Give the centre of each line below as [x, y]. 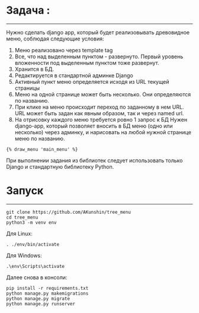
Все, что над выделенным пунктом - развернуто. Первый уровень [99, 56]
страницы [27, 88]
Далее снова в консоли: [37, 277]
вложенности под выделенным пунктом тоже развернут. [87, 62]
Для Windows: [24, 255]
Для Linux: [19, 233]
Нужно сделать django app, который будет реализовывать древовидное [98, 32]
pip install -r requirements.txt [47, 288]
